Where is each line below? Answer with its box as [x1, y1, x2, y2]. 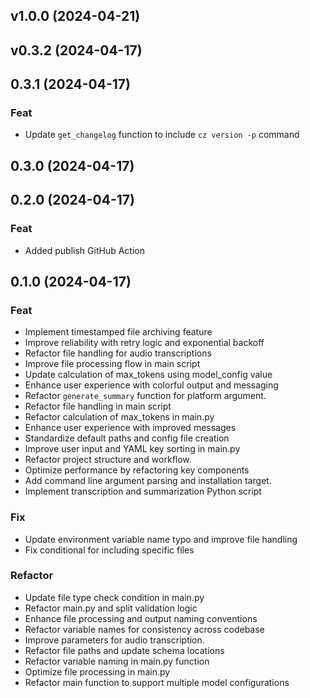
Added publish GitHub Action [24, 244, 145, 256]
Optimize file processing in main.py [24, 665, 171, 678]
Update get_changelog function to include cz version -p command [24, 129, 300, 141]
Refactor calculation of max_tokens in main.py [24, 411, 215, 423]
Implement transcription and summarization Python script [24, 485, 262, 498]
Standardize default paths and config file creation [24, 432, 230, 444]
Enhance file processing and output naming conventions [24, 612, 258, 624]
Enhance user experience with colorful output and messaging [24, 379, 279, 391]
